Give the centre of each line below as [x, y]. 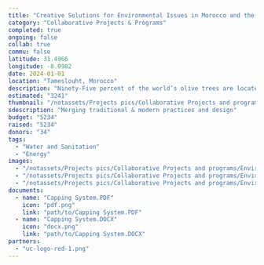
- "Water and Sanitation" [58, 147]
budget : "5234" [33, 118]
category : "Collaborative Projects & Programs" [88, 23]
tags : [17, 139]
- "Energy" [33, 154]
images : [21, 162]
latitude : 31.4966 [38, 60]
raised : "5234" [33, 125]
